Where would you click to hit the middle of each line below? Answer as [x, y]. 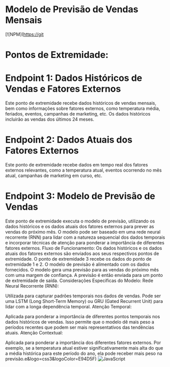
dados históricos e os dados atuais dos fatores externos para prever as [80, 226]
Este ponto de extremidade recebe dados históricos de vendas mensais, [81, 103]
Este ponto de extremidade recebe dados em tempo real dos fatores [77, 165]
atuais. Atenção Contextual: [34, 332]
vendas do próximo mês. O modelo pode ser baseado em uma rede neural [83, 232]
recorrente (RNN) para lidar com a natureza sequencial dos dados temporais [85, 237]
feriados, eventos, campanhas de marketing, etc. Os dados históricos [78, 114]
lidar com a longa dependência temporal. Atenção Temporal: [69, 306]
